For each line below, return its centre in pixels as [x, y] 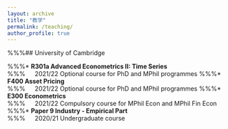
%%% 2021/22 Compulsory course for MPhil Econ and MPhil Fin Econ [112, 104]
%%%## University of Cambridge [56, 53]
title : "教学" [27, 20]
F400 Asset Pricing [36, 82]
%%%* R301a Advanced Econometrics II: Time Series [87, 66]
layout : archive [31, 14]
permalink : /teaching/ [40, 26]
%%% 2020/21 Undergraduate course [66, 119]
